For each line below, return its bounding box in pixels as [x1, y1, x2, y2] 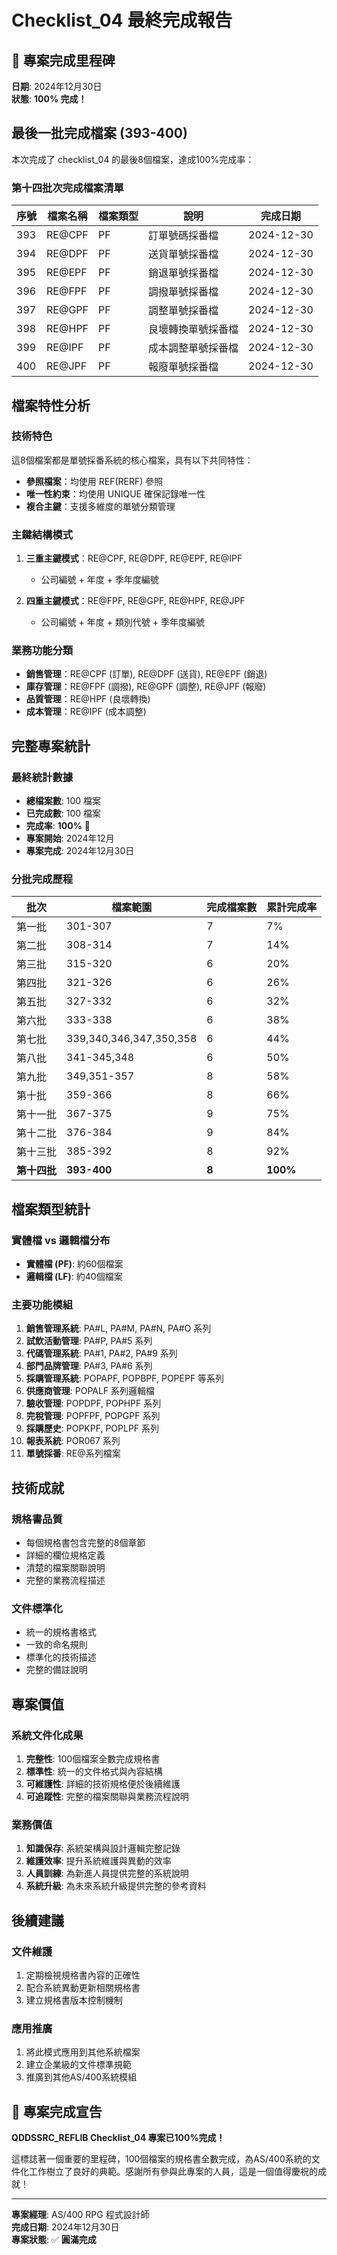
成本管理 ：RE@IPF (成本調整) [25, 706, 147, 718]
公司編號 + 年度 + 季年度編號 [40, 574, 159, 586]
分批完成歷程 [11, 872, 74, 886]
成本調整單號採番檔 [148, 341, 239, 355]
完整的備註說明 [25, 1664, 88, 1676]
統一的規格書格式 [25, 1626, 97, 1638]
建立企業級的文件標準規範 [25, 2059, 132, 2071]
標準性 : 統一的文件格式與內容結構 [25, 1766, 163, 1778]
